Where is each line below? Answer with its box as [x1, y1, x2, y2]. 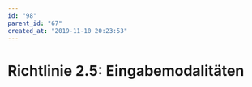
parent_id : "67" [7, 19, 62, 27]
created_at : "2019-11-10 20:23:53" [7, 27, 128, 35]
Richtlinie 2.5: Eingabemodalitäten [7, 61, 245, 80]
